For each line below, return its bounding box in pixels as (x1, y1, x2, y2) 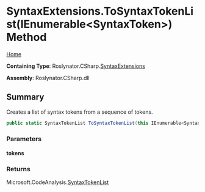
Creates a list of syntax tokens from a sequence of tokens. (6, 108, 154, 116)
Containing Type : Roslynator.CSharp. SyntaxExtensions (6, 62, 145, 70)
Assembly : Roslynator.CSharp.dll (6, 74, 90, 81)
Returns (6, 165, 31, 174)
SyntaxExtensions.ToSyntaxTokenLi (6, 4, 194, 18)
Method (6, 31, 47, 44)
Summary (6, 92, 45, 102)
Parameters (6, 135, 41, 143)
